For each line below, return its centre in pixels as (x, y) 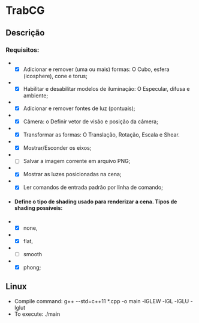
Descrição (25, 33)
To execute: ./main (37, 314)
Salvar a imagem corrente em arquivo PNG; (77, 161)
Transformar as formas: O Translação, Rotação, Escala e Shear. (102, 135)
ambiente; (36, 96)
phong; (32, 267)
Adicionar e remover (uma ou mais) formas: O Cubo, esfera (96, 69)
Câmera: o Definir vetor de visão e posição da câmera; (91, 122)
